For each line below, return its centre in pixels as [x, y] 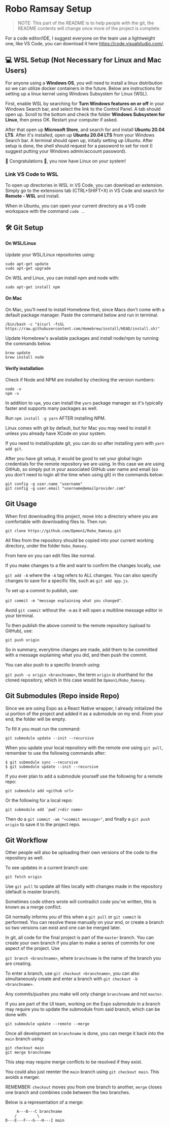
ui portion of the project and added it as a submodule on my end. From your [84, 714]
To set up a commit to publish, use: [42, 590]
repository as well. [25, 858]
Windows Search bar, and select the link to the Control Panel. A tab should [83, 109]
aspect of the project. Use [32, 948]
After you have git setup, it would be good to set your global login [74, 459]
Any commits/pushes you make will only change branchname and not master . [84, 994]
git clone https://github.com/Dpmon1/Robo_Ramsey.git [63, 531]
